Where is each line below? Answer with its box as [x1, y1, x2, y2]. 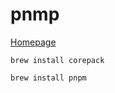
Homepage [10, 36, 57, 48]
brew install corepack [10, 55, 105, 65]
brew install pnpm [10, 73, 87, 83]
